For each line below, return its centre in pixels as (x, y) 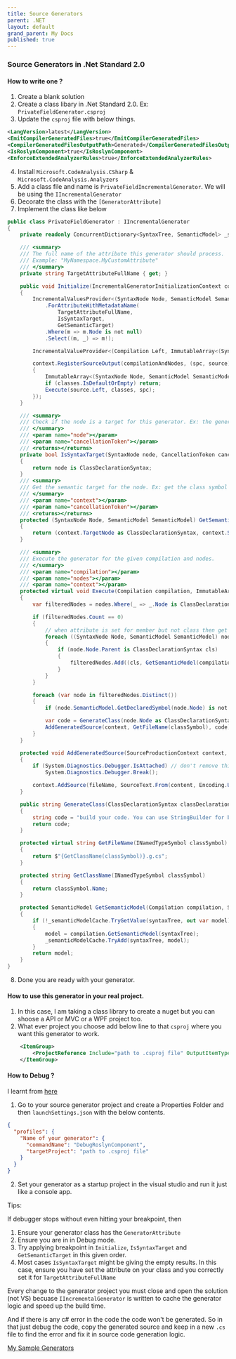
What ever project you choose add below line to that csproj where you (119, 1026)
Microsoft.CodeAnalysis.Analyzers (68, 180)
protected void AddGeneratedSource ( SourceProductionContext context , (124, 753)
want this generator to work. (58, 1034)
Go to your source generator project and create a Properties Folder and (120, 1105)
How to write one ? (35, 81)
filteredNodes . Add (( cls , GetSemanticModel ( (135, 663)
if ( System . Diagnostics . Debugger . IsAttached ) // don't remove (125, 766)
